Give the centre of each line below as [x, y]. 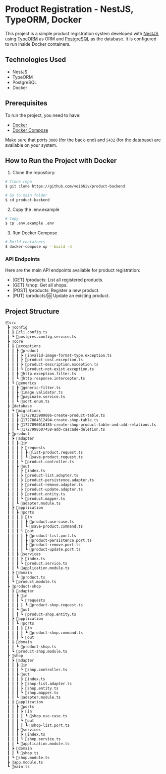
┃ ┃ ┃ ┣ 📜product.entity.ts [36, 494]
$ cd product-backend [28, 200]
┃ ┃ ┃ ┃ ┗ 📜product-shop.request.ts [45, 605]
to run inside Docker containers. [38, 44]
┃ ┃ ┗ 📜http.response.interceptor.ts [46, 378]
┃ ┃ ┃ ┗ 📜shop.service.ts [34, 739]
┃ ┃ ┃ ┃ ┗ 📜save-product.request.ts [45, 457]
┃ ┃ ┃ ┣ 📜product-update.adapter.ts [45, 489]
